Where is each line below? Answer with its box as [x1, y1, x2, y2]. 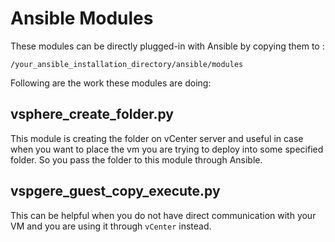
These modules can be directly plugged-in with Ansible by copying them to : [10, 40, 325, 52]
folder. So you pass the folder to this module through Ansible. [10, 153, 263, 166]
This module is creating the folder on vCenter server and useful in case [10, 132, 304, 144]
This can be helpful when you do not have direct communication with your [10, 209, 317, 221]
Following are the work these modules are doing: [10, 77, 212, 89]
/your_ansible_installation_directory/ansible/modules [10, 59, 244, 69]
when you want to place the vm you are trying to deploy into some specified [10, 143, 324, 155]
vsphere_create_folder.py [10, 106, 174, 123]
